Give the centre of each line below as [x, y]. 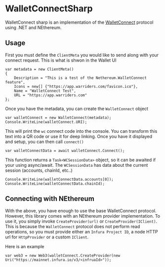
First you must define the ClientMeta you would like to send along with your [82, 55]
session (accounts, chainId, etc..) [39, 170]
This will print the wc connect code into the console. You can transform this [81, 131]
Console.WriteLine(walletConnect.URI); [46, 122]
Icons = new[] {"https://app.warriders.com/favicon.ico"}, [76, 86]
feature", [15, 82]
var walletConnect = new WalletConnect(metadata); [58, 117]
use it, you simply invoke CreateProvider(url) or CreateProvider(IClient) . [81, 221]
